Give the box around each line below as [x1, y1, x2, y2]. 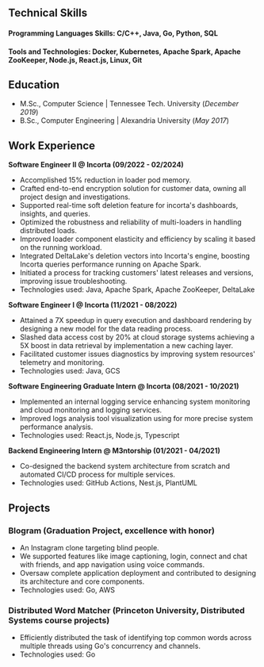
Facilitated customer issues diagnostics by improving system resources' [19, 349, 256, 359]
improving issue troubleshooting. [19, 277, 128, 286]
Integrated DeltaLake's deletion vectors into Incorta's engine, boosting [19, 251, 251, 261]
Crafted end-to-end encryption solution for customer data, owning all [19, 184, 247, 194]
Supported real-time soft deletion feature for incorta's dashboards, [19, 201, 239, 210]
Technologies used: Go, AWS [19, 585, 115, 594]
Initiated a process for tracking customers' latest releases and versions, [19, 268, 254, 278]
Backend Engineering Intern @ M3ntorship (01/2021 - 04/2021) [8, 446, 220, 455]
